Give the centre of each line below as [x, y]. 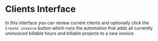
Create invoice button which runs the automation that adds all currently [79, 28]
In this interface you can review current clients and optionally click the [77, 23]
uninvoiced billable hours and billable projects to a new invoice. [70, 33]
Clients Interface [41, 9]
